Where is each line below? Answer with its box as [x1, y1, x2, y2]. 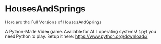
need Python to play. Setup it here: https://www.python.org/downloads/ [5, 33, 148, 39]
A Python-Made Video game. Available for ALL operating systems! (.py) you [5, 28, 157, 34]
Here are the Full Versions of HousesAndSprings [5, 19, 102, 25]
